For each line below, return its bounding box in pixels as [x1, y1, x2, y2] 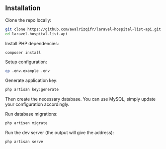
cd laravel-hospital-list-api [5, 31, 68, 36]
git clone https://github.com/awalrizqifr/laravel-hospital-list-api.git [5, 27, 162, 32]
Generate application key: [5, 77, 58, 83]
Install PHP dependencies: [5, 40, 59, 46]
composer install [5, 50, 41, 55]
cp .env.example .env [5, 69, 50, 74]
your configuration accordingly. [5, 101, 70, 107]
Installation [5, 4, 41, 12]
